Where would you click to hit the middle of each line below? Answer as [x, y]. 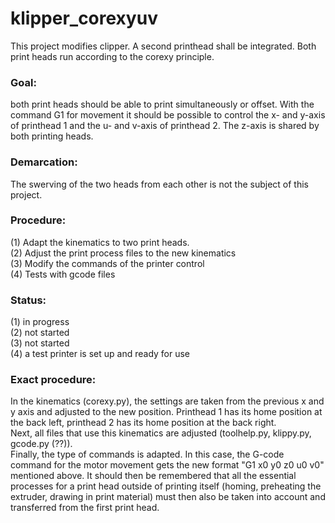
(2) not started [40, 333]
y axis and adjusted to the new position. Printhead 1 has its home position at [166, 412]
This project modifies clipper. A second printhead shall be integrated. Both [163, 46]
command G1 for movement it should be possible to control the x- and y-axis [168, 115]
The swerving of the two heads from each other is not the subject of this [159, 184]
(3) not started [40, 343]
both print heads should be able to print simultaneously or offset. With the [162, 104]
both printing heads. [52, 136]
